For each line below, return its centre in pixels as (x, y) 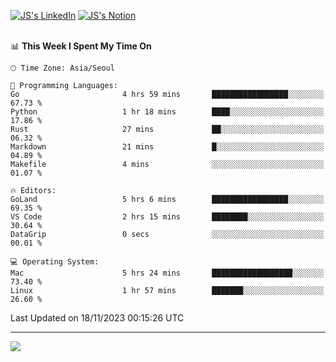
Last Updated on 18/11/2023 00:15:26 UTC (97, 318)
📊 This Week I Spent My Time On (81, 46)
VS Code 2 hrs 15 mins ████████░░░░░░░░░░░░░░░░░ (167, 217)
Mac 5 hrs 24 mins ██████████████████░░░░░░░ (167, 273)
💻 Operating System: (55, 262)
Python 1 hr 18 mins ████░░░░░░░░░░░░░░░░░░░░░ (167, 112)
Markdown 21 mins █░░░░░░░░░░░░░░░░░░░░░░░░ (167, 147)
